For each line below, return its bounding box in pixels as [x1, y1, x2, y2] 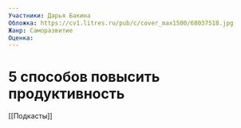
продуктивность [8, 85, 125, 103]
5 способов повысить [8, 68, 160, 86]
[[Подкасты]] [8, 111, 53, 121]
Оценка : [8, 33, 34, 42]
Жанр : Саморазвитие [8, 26, 73, 34]
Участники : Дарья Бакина [8, 11, 91, 20]
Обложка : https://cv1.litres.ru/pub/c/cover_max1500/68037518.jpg [8, 19, 234, 27]
